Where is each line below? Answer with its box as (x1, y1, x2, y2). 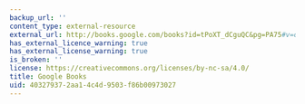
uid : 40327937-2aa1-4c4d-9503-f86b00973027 (9, 80, 177, 90)
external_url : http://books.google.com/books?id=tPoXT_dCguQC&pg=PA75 (9, 30, 282, 39)
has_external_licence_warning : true (9, 38, 148, 48)
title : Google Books (9, 72, 88, 81)
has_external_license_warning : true (9, 47, 148, 56)
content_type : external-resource (9, 22, 136, 31)
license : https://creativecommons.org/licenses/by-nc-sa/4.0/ (9, 64, 250, 73)
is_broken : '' (9, 55, 64, 64)
